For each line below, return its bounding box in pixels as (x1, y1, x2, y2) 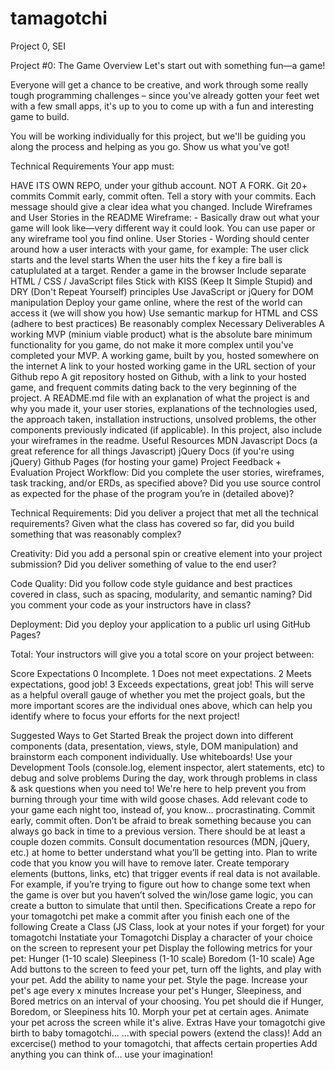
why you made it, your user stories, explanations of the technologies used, (10, 402, 318, 414)
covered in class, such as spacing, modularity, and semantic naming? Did (10, 588, 313, 600)
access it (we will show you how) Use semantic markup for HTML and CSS (10, 307, 318, 319)
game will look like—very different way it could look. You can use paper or (10, 222, 316, 234)
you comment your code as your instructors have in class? (10, 598, 252, 611)
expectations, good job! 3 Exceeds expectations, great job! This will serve (10, 678, 315, 690)
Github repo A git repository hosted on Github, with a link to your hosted (10, 370, 307, 382)
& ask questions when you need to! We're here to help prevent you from (10, 782, 307, 794)
